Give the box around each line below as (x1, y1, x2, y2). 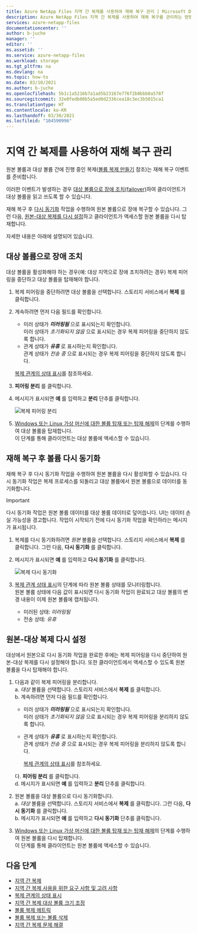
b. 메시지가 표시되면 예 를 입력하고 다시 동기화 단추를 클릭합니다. (14, 815, 162, 822)
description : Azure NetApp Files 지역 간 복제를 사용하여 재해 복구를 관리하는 (6, 14, 182, 20)
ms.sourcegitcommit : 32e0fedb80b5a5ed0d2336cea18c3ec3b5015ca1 (6, 96, 164, 102)
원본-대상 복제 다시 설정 (6, 634, 86, 644)
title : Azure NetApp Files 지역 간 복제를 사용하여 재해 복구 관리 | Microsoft (6, 8, 186, 15)
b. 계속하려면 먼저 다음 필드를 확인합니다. (14, 693, 109, 700)
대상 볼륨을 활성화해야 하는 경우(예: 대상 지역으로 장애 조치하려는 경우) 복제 (6, 268, 177, 275)
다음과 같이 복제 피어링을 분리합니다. (14, 678, 98, 686)
